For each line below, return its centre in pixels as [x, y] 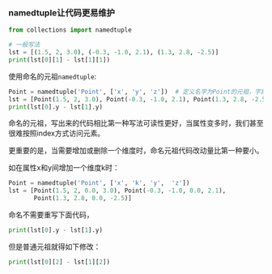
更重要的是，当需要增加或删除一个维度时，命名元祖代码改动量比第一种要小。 [136, 151]
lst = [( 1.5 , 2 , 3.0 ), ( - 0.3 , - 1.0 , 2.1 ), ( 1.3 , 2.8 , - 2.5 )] [114, 53]
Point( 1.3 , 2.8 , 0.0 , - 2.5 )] [83, 199]
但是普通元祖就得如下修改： [55, 246]
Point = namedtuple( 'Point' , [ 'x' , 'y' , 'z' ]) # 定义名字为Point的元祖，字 [135, 92]
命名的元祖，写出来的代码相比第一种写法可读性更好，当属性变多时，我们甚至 [136, 123]
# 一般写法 [24, 45]
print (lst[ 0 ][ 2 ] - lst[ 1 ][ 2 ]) [59, 262]
